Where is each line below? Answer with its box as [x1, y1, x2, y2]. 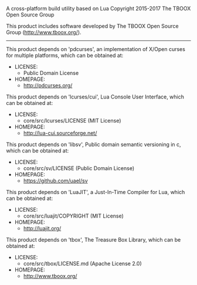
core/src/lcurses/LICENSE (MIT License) [23, 117, 121, 124]
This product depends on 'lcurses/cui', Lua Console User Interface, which [6, 93, 185, 100]
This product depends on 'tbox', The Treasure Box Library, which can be [6, 236, 181, 243]
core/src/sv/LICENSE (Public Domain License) [23, 165, 135, 172]
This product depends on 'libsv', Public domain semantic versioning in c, [6, 141, 181, 148]
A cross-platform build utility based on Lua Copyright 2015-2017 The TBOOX [6, 5, 191, 12]
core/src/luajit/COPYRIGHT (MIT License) [23, 212, 124, 219]
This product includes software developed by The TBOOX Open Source [6, 23, 179, 29]
